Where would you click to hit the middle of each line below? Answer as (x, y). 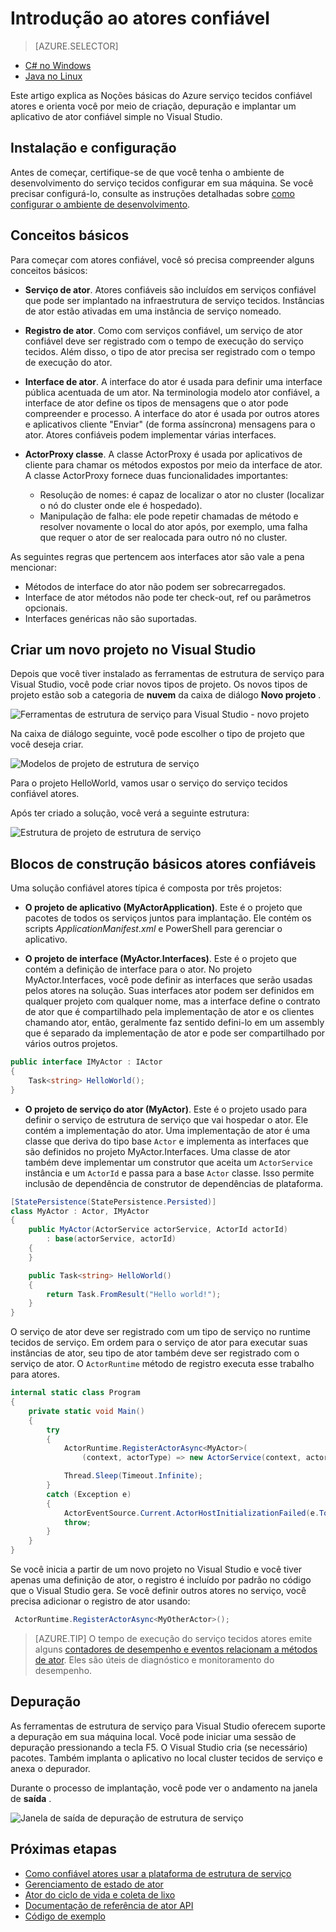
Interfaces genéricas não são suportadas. (111, 618)
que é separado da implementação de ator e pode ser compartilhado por (175, 1033)
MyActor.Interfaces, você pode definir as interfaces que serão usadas (168, 980)
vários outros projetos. (71, 1044)
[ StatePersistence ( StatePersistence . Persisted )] (113, 1202)
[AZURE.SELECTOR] (76, 46)
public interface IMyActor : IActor (86, 1062)
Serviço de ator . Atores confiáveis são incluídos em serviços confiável (170, 289)
